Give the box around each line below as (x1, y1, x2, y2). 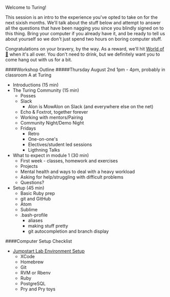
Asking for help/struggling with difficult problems (20, 174, 124, 180)
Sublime (20, 207, 38, 212)
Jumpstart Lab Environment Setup (12, 248, 85, 254)
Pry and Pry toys (20, 286, 56, 292)
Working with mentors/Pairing (20, 114, 83, 120)
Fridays (20, 125, 36, 131)
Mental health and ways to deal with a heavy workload (20, 168, 135, 175)
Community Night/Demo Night (20, 120, 84, 126)
